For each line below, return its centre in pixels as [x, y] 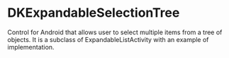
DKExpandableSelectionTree [94, 13]
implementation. [31, 47]
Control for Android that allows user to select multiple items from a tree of [115, 32]
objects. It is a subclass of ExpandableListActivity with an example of [108, 39]
